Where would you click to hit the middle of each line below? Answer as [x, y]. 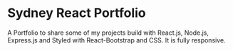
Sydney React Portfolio [77, 13]
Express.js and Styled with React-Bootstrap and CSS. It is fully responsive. [116, 40]
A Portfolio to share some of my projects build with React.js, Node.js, [108, 33]
